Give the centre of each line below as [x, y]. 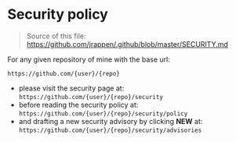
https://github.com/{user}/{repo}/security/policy [103, 114]
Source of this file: [56, 36]
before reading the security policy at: [78, 105]
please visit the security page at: [71, 88]
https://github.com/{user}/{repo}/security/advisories [110, 130]
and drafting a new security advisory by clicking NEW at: [111, 121]
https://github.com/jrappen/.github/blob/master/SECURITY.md [127, 44]
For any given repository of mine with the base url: [89, 59]
